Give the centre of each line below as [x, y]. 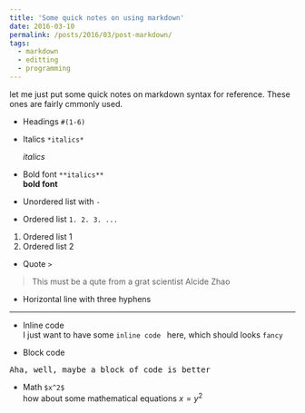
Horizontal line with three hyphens [87, 299]
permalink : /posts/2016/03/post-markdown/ [91, 34]
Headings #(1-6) [54, 121]
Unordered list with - [61, 202]
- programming [44, 69]
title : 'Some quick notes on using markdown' [97, 18]
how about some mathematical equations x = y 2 [113, 398]
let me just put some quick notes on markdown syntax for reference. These [150, 94]
